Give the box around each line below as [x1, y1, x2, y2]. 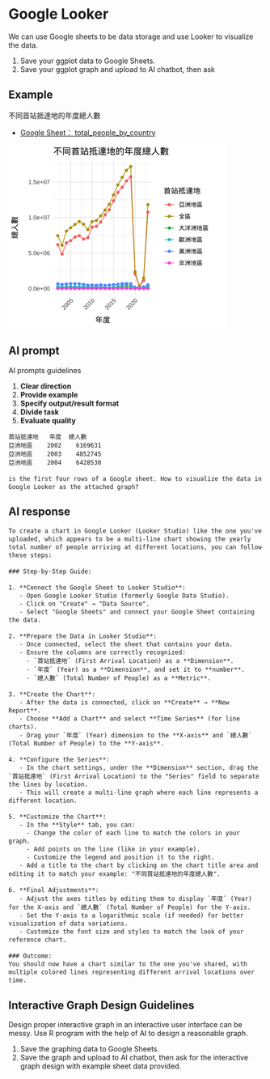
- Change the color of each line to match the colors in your [26, 829, 241, 838]
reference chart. [8, 936, 67, 944]
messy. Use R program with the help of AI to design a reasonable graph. [8, 1029, 248, 1039]
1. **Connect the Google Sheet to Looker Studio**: [8, 584, 186, 592]
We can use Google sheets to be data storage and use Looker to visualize [8, 32, 254, 41]
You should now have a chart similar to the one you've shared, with [8, 960, 248, 968]
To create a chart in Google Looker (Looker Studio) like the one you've [8, 527, 263, 535]
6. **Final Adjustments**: [8, 886, 99, 894]
